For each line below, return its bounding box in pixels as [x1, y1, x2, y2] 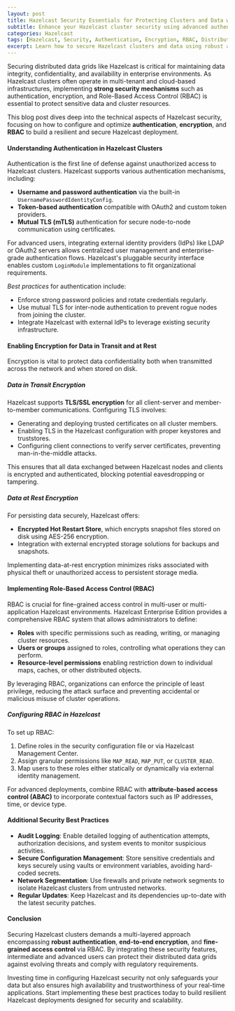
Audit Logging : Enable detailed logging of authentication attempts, [17, 832, 211, 840]
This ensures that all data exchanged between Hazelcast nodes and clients [7, 463, 224, 471]
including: [7, 175, 36, 183]
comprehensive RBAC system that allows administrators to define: [7, 615, 198, 623]
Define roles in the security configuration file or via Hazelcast [17, 741, 194, 750]
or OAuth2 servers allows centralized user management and [7, 246, 180, 255]
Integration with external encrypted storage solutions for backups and [17, 540, 220, 548]
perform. [17, 651, 43, 659]
